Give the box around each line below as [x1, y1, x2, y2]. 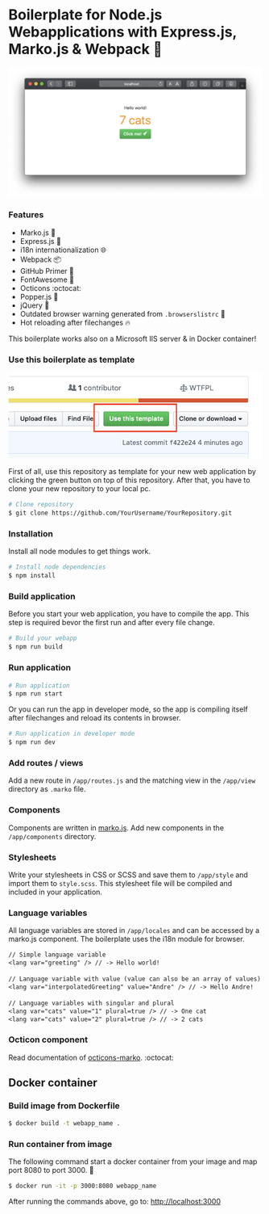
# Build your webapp [8, 634, 78, 643]
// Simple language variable [8, 951, 106, 959]
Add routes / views [8, 757, 84, 768]
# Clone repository [8, 501, 74, 509]
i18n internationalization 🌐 [19, 245, 107, 254]
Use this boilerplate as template [8, 354, 135, 365]
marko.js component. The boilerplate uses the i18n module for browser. [8, 935, 245, 944]
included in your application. [8, 887, 103, 897]
